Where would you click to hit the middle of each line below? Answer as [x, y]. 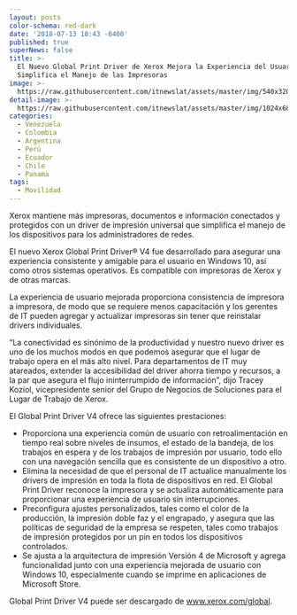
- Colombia [37, 133]
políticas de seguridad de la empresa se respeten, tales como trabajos [150, 527]
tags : [19, 183]
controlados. [45, 546]
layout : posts [35, 17]
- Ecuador [35, 157]
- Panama [33, 174]
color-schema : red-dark [53, 26]
